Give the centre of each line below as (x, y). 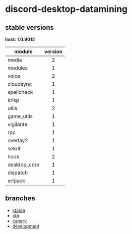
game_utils (20, 116)
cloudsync (20, 84)
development (26, 226)
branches (20, 199)
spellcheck (20, 92)
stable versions (30, 28)
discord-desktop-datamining (66, 9)
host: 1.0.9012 (20, 39)
